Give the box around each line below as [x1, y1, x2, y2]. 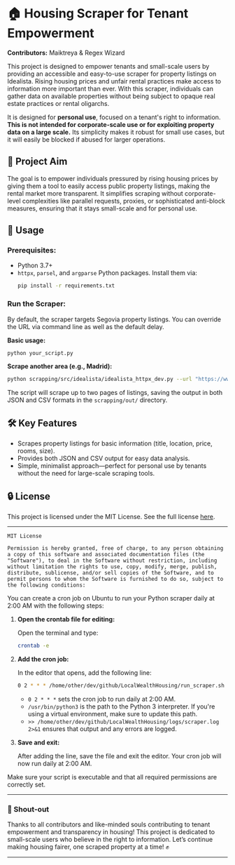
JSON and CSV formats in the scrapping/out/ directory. [7, 396, 168, 404]
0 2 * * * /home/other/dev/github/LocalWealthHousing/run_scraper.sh [17, 682, 225, 689]
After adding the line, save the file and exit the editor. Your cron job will [17, 751, 222, 760]
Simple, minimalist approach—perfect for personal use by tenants [17, 462, 207, 470]
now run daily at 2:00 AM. [17, 759, 92, 767]
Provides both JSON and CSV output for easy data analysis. [17, 454, 190, 463]
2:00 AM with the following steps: [7, 601, 104, 610]
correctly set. [7, 780, 46, 789]
